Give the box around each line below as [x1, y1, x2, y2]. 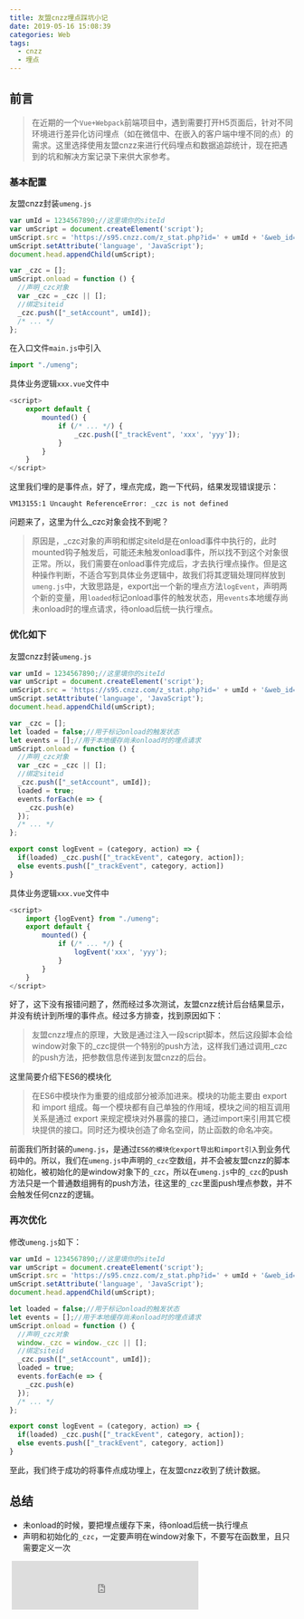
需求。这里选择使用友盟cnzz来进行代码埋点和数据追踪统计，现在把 [31, 140, 280, 150]
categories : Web [9, 30, 71, 39]
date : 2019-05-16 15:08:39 [9, 22, 111, 31]
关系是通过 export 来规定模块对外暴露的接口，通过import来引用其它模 [31, 1113, 291, 1124]
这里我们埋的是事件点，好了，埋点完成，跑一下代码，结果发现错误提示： [9, 481, 279, 492]
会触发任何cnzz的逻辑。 [9, 1189, 100, 1200]
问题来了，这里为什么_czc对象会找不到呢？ [9, 516, 169, 527]
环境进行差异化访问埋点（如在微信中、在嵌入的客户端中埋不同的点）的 [31, 128, 294, 139]
